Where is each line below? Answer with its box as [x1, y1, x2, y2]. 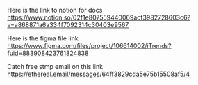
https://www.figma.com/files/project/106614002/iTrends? [7, 42, 172, 49]
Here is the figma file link [7, 34, 79, 42]
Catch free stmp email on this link [7, 63, 103, 70]
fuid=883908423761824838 [7, 49, 89, 57]
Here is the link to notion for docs [7, 6, 103, 14]
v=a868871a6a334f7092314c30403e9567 [7, 21, 129, 29]
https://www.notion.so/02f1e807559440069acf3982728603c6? [7, 13, 191, 22]
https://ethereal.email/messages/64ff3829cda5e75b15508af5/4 [7, 70, 190, 78]
